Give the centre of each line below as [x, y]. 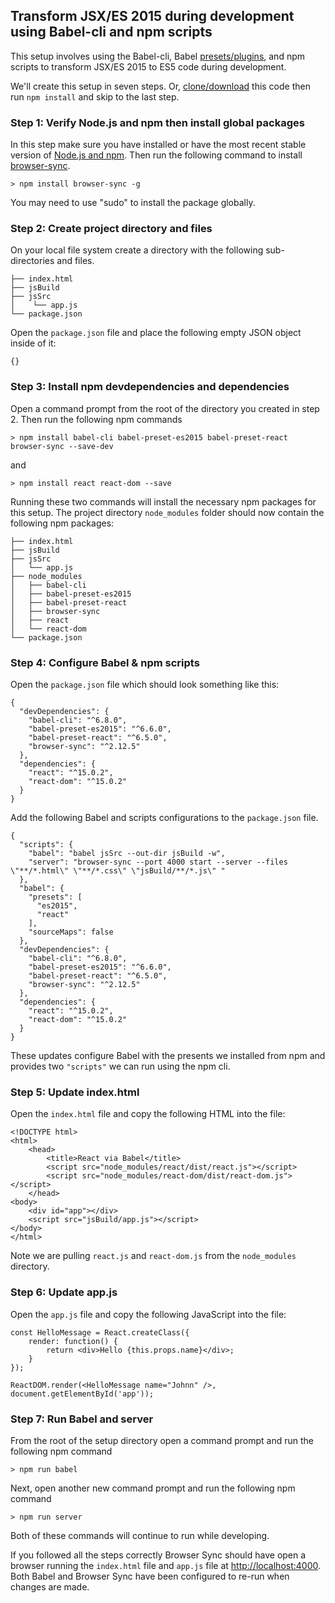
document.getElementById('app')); [82, 1394]
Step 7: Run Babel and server [82, 1419]
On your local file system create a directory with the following [137, 250]
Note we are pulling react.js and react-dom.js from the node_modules [153, 1256]
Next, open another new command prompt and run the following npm [153, 1488]
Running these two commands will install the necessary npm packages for [163, 501]
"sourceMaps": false [71, 932]
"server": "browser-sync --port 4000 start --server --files [158, 862]
